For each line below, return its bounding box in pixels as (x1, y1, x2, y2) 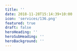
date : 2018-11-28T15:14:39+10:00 (5, 12, 73, 17)
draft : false (5, 25, 31, 30)
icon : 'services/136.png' (5, 16, 57, 21)
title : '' (5, 7, 25, 12)
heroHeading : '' (5, 30, 38, 34)
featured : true (5, 20, 36, 26)
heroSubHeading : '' (5, 34, 45, 39)
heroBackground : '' (5, 39, 45, 44)
